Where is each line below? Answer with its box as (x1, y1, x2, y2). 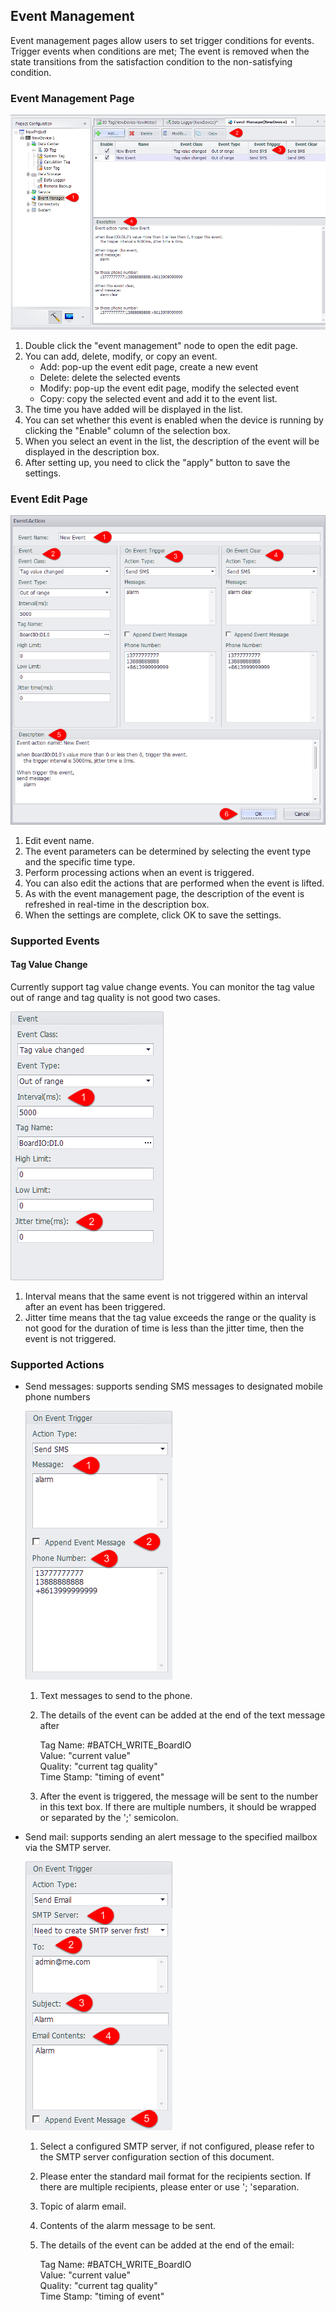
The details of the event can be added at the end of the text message (39, 1709, 326, 1721)
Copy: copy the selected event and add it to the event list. (39, 393, 278, 405)
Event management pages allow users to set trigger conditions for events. (10, 34, 315, 46)
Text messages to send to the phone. (39, 1690, 193, 1702)
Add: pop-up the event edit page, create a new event (39, 361, 259, 373)
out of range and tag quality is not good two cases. (10, 991, 221, 1003)
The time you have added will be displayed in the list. (24, 404, 243, 416)
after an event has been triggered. (24, 1300, 166, 1313)
